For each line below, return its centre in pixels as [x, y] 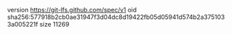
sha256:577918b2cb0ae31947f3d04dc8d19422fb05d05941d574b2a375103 [116, 17]
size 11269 [54, 24]
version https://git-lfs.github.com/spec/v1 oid [72, 10]
